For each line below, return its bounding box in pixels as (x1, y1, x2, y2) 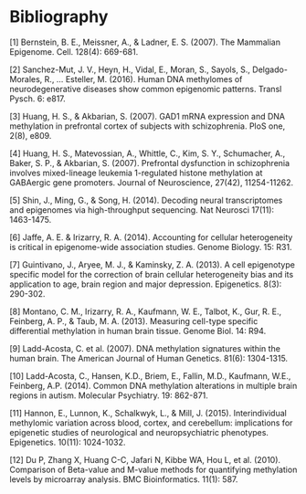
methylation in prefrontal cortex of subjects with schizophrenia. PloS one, (9, 121, 286, 131)
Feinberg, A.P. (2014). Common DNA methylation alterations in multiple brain (9, 380, 298, 391)
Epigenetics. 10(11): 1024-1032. (9, 436, 126, 447)
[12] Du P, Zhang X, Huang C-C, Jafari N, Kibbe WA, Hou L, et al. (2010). (9, 454, 281, 465)
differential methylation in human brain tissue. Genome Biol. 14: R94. (9, 325, 267, 336)
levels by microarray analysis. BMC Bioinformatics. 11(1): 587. (9, 473, 238, 485)
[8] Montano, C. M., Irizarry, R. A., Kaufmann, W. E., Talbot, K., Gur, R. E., (9, 306, 282, 317)
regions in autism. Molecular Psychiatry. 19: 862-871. (9, 390, 208, 401)
